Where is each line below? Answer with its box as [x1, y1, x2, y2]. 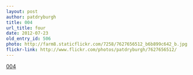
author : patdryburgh [6, 14, 57, 20]
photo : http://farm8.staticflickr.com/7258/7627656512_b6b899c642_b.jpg [6, 42, 188, 47]
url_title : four [6, 25, 46, 31]
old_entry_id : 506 [6, 36, 51, 42]
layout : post [6, 8, 38, 15]
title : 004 [6, 19, 33, 25]
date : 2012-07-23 [6, 30, 49, 36]
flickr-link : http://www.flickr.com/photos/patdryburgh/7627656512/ [6, 47, 177, 53]
